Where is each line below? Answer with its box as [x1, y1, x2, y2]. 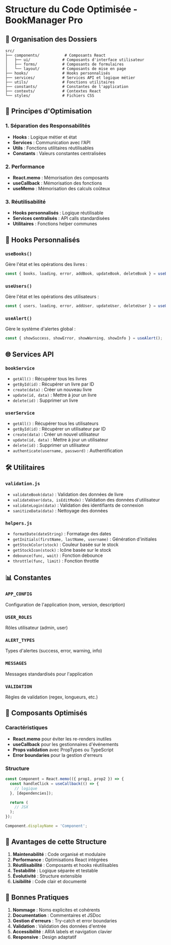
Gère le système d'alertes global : [5, 326, 76, 332]
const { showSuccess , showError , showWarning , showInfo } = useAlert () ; [5, 336, 163, 341]
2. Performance [5, 163, 45, 170]
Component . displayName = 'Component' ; [5, 823, 88, 829]
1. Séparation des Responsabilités [5, 122, 91, 129]
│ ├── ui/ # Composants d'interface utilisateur [5, 57, 145, 62]
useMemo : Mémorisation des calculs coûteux [12, 185, 110, 191]
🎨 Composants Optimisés [5, 709, 88, 717]
